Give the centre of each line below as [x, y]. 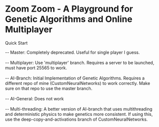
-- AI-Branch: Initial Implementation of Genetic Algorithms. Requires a [75, 78]
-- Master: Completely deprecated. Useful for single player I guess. [72, 52]
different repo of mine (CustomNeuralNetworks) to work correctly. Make [78, 83]
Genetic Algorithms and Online [69, 19]
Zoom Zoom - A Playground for [69, 9]
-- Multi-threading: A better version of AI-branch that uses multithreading [79, 109]
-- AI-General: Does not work [35, 98]
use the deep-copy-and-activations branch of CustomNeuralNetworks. [76, 119]
